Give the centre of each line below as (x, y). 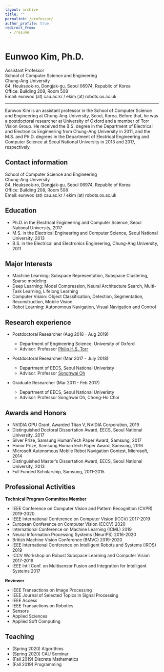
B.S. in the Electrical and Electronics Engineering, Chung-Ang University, (85, 243)
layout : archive (21, 10)
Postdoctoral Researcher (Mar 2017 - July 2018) (60, 358)
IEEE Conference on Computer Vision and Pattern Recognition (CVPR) (82, 508)
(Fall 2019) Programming (37, 664)
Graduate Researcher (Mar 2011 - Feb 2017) (56, 383)
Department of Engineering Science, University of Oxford (77, 344)
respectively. (18, 147)
